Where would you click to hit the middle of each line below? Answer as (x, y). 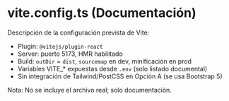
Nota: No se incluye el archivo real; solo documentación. (89, 90)
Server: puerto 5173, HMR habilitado (70, 54)
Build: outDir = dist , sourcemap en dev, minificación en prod (105, 61)
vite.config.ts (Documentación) (102, 13)
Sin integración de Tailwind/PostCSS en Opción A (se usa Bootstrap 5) (120, 76)
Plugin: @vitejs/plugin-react (60, 46)
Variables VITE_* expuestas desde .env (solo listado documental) (112, 69)
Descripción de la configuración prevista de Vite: (78, 32)
